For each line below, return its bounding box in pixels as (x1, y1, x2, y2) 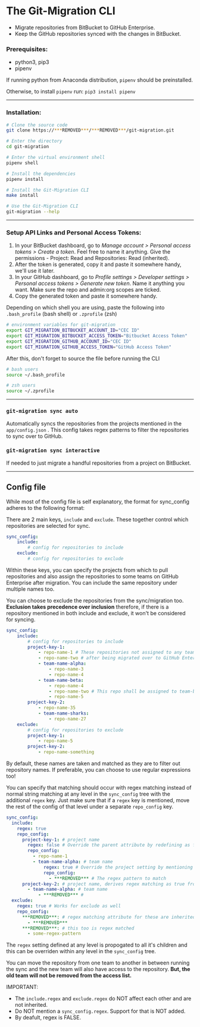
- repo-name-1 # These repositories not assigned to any (37, 650, 183, 656)
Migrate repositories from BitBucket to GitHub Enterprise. (14, 24, 155, 31)
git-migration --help (6, 209, 60, 215)
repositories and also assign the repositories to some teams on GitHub (6, 572, 179, 580)
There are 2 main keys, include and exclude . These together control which (6, 516, 189, 523)
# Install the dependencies (6, 171, 76, 177)
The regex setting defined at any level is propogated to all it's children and (6, 941, 187, 948)
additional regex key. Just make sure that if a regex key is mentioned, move (6, 797, 190, 804)
